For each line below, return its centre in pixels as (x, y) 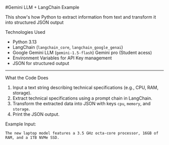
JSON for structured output (41, 63)
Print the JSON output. (36, 114)
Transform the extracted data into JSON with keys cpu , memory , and (81, 103)
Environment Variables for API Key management (62, 58)
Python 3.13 (24, 42)
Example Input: (21, 124)
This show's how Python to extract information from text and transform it (81, 17)
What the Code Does (27, 78)
